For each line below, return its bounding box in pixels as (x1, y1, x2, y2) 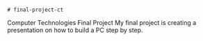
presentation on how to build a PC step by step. (7, 26, 144, 34)
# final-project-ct (7, 6, 64, 13)
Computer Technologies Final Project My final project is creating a (7, 19, 197, 26)
